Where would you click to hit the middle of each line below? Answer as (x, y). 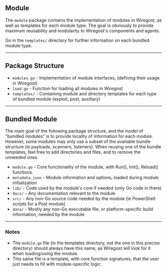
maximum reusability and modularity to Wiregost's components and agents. (83, 31)
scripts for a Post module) (39, 204)
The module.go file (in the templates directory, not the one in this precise (86, 243)
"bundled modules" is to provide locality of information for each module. (79, 136)
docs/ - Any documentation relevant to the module (64, 194)
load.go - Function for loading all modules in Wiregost (67, 88)
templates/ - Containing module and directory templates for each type (84, 93)
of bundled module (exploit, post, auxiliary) (56, 99)
